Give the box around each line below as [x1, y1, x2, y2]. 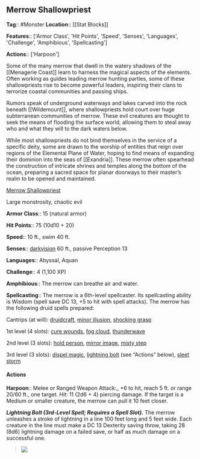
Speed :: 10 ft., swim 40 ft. [6, 233, 70, 240]
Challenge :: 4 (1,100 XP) [6, 268, 66, 276]
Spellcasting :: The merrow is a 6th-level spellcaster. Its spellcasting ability [6, 291, 192, 298]
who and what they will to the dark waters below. [6, 125, 128, 132]
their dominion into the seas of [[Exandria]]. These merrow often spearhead [6, 156, 195, 163]
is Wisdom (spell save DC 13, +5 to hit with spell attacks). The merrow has [6, 298, 190, 305]
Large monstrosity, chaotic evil [6, 198, 83, 205]
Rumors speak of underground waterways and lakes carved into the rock [6, 99, 187, 106]
